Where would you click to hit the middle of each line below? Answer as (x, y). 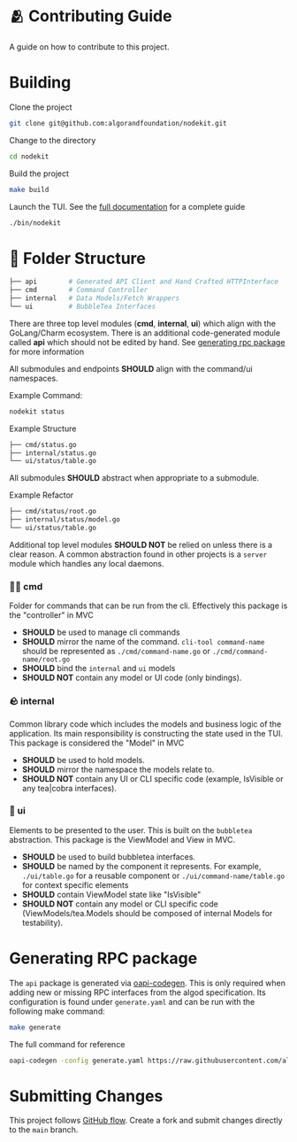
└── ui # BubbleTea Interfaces (83, 306)
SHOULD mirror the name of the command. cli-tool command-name (143, 642)
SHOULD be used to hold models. (83, 760)
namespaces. (34, 378)
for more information (47, 351)
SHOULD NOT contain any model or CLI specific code (120, 904)
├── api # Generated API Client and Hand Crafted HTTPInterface (144, 282)
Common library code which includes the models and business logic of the (145, 724)
